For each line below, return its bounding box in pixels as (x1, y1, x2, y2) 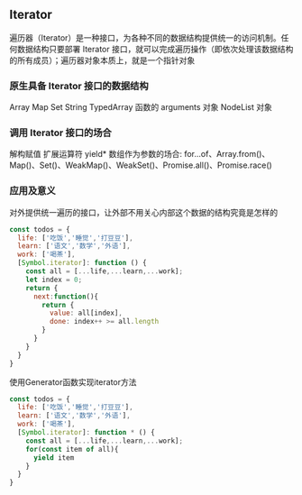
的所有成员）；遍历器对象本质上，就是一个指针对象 (9, 54, 196, 66)
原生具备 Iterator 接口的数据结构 (9, 79, 149, 92)
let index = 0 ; (25, 275, 83, 284)
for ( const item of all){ (25, 445, 119, 454)
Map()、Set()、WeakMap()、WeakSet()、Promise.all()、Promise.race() (9, 160, 272, 170)
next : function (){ (32, 292, 99, 301)
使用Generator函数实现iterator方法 (9, 376, 137, 387)
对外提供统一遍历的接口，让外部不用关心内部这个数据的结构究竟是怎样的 (9, 206, 278, 217)
